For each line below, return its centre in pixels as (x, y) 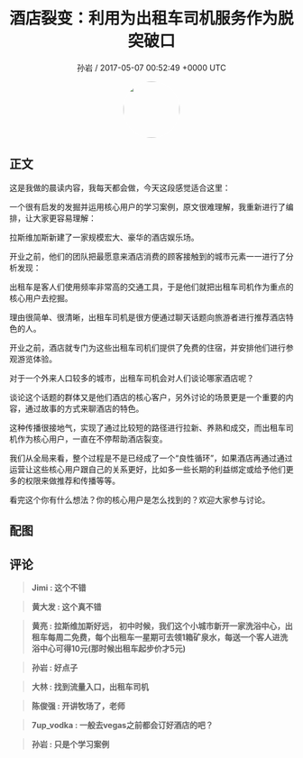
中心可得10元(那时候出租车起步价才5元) (113, 648)
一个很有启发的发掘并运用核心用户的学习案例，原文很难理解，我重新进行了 (147, 206)
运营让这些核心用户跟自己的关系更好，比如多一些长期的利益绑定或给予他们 (147, 469)
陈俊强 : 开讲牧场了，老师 (78, 706)
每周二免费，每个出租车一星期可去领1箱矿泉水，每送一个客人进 (164, 637)
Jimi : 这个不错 (59, 588)
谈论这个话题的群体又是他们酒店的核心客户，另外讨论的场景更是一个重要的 (147, 397)
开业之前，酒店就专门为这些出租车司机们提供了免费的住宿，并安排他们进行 (147, 347)
